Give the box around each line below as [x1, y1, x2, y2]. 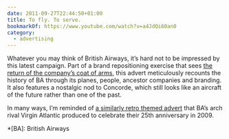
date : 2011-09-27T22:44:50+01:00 [7, 10, 103, 17]
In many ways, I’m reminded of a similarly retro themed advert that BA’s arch [7, 104, 223, 112]
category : [7, 29, 36, 36]
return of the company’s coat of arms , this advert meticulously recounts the [7, 69, 221, 77]
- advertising [13, 36, 54, 42]
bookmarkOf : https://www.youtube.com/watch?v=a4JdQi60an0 [7, 23, 177, 29]
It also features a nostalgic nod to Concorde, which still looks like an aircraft [7, 84, 222, 92]
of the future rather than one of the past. [7, 90, 122, 99]
